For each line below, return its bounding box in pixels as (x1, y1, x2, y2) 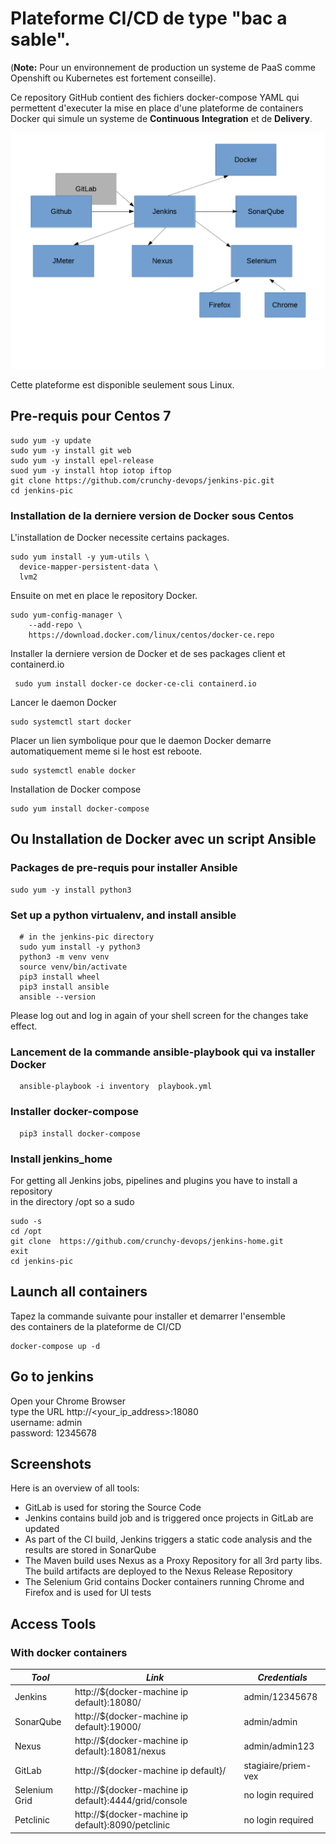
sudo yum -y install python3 (10, 885, 132, 895)
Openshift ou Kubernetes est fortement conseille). (10, 72, 217, 84)
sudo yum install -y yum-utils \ (10, 552, 150, 562)
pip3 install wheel (19, 972, 101, 982)
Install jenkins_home (10, 1152, 113, 1166)
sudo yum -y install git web (10, 445, 132, 456)
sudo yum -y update (10, 435, 92, 446)
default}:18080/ (74, 1696, 142, 1708)
